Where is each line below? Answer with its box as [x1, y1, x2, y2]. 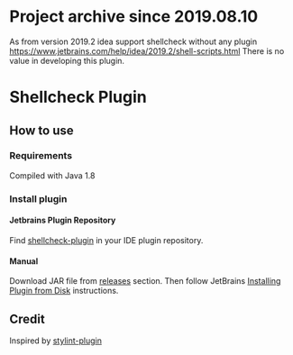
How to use [9, 123, 74, 138]
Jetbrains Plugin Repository [9, 214, 116, 226]
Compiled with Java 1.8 [9, 169, 96, 181]
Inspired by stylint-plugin [9, 335, 102, 346]
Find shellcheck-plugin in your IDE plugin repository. [9, 234, 204, 245]
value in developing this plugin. [9, 55, 124, 66]
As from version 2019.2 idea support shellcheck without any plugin [9, 36, 258, 47]
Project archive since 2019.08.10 [9, 6, 259, 27]
